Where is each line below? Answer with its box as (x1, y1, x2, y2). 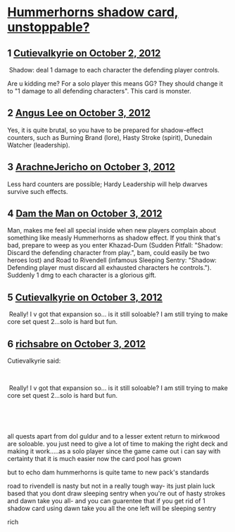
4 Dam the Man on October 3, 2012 (7, 208, 163, 220)
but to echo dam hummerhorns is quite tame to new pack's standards (7, 468, 210, 476)
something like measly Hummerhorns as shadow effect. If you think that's (7, 233, 221, 242)
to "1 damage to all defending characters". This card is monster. (7, 87, 191, 95)
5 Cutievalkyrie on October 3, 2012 (7, 291, 163, 303)
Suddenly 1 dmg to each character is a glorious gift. (7, 271, 157, 280)
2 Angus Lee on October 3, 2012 (7, 107, 151, 119)
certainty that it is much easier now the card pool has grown (7, 455, 182, 463)
